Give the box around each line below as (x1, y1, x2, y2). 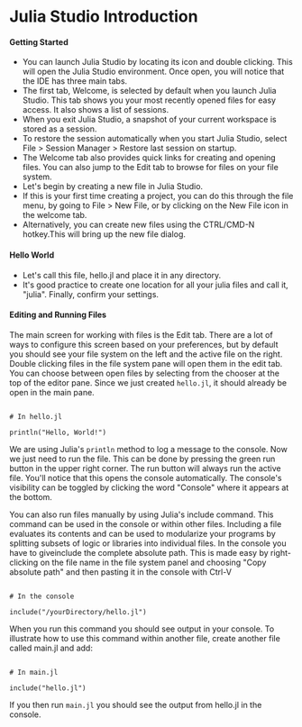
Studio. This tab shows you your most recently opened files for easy (22, 95, 277, 105)
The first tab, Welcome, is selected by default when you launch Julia (22, 86, 277, 96)
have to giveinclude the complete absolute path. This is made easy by (9, 547, 269, 558)
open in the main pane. (9, 386, 95, 397)
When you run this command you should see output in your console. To (9, 623, 275, 634)
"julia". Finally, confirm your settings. (22, 288, 160, 299)
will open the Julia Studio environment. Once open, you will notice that (22, 66, 285, 77)
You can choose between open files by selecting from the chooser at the (9, 368, 279, 378)
